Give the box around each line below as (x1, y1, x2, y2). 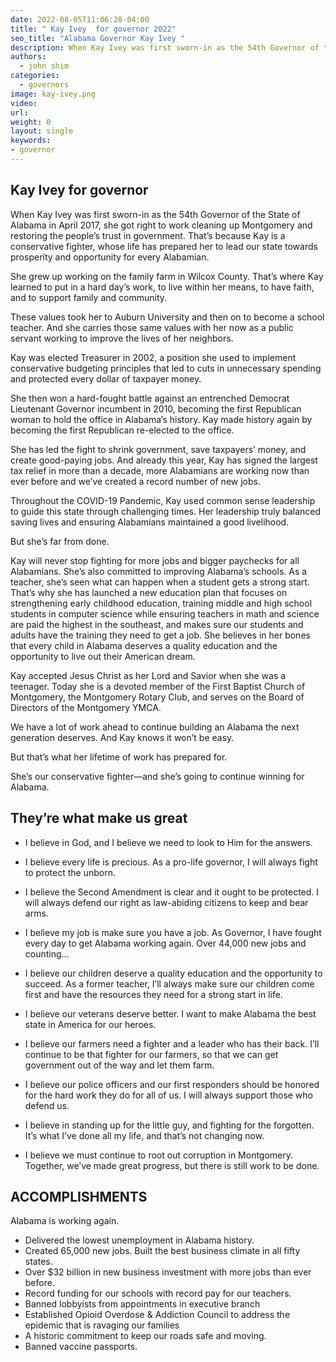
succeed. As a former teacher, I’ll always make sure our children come (24, 977, 315, 990)
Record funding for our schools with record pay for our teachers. (24, 1287, 292, 1300)
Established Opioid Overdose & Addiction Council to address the (24, 1309, 291, 1321)
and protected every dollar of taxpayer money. (10, 372, 202, 385)
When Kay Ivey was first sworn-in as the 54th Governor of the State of (10, 208, 301, 220)
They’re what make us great (10, 810, 188, 827)
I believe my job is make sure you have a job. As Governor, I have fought (24, 926, 322, 938)
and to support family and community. (10, 291, 168, 303)
